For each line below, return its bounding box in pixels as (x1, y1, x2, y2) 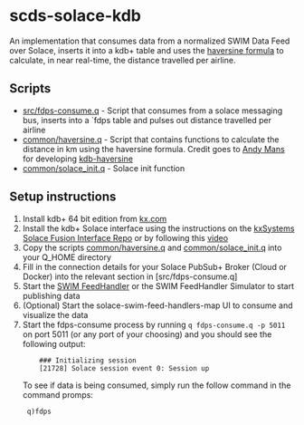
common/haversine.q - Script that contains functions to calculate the (22, 133, 280, 145)
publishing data (22, 290, 81, 301)
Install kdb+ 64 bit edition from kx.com (22, 213, 167, 224)
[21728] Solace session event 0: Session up (39, 363, 210, 372)
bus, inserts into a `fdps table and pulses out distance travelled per (22, 114, 271, 125)
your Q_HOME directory (22, 251, 111, 263)
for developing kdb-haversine (22, 153, 134, 164)
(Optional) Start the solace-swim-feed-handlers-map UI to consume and (22, 300, 293, 311)
